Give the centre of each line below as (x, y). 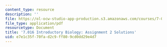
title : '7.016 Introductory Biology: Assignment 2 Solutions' (71, 32)
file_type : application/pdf (34, 23)
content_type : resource (30, 10)
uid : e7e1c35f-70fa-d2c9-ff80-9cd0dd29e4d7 (51, 37)
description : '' (22, 14)
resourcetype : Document (30, 28)
